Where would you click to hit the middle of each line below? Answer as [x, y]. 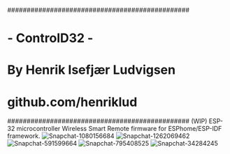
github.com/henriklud [72, 102]
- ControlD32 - [50, 38]
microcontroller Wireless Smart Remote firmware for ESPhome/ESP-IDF [119, 129]
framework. [24, 136]
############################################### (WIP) [107, 121]
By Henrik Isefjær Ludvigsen [92, 70]
